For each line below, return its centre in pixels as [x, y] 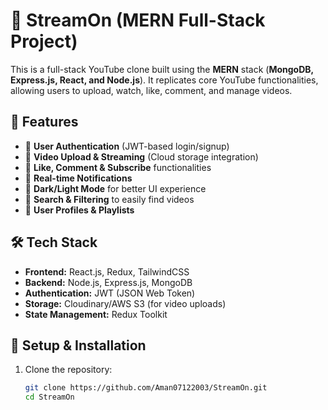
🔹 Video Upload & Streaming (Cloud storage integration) [141, 156]
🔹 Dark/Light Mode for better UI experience [115, 188]
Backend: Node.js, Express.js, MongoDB [108, 282]
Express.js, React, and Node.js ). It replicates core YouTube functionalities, [164, 80]
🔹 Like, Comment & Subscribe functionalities [118, 167]
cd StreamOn [49, 397]
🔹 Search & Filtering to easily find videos [109, 199]
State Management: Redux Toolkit [96, 314]
